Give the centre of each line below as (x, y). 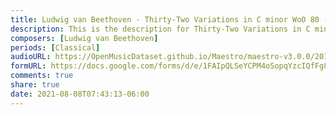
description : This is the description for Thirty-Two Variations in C (160, 29)
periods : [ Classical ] (55, 47)
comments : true (42, 76)
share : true (35, 85)
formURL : (28, 66)
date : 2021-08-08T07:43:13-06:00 (80, 94)
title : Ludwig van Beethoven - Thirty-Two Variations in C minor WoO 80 (165, 19)
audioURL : (31, 57)
